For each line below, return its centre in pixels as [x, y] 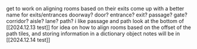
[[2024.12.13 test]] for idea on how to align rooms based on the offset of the [99, 27]
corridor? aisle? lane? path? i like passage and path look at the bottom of [95, 21]
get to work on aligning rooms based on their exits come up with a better [95, 9]
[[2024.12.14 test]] [28, 40]
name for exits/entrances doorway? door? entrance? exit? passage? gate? [97, 15]
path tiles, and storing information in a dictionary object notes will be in [93, 34]
